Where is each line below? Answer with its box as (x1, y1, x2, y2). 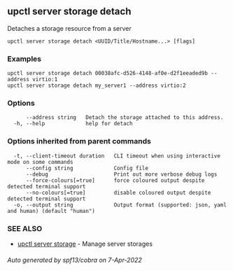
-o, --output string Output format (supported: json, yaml (13, 201, 227, 209)
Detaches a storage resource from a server (7, 24, 132, 32)
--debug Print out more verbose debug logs (25, 171, 218, 178)
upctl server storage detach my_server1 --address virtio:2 (7, 82, 187, 90)
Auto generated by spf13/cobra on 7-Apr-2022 (7, 256, 142, 264)
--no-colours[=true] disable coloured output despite (25, 189, 211, 196)
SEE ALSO (7, 223, 43, 233)
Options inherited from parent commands (7, 137, 152, 146)
